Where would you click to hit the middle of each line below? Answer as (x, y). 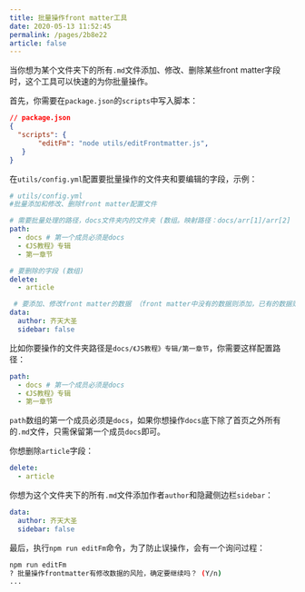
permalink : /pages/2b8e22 (58, 35)
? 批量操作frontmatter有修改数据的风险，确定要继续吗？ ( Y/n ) (116, 573)
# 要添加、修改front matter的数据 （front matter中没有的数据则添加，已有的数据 (152, 304)
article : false (38, 43)
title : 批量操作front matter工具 (69, 18)
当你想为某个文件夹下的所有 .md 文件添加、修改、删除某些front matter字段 (145, 70)
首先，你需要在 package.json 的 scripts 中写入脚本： (104, 101)
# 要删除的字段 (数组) (47, 271)
